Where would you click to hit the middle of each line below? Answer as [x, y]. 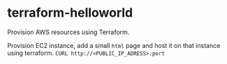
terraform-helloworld [70, 13]
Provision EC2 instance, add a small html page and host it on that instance [114, 45]
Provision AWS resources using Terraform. [68, 32]
